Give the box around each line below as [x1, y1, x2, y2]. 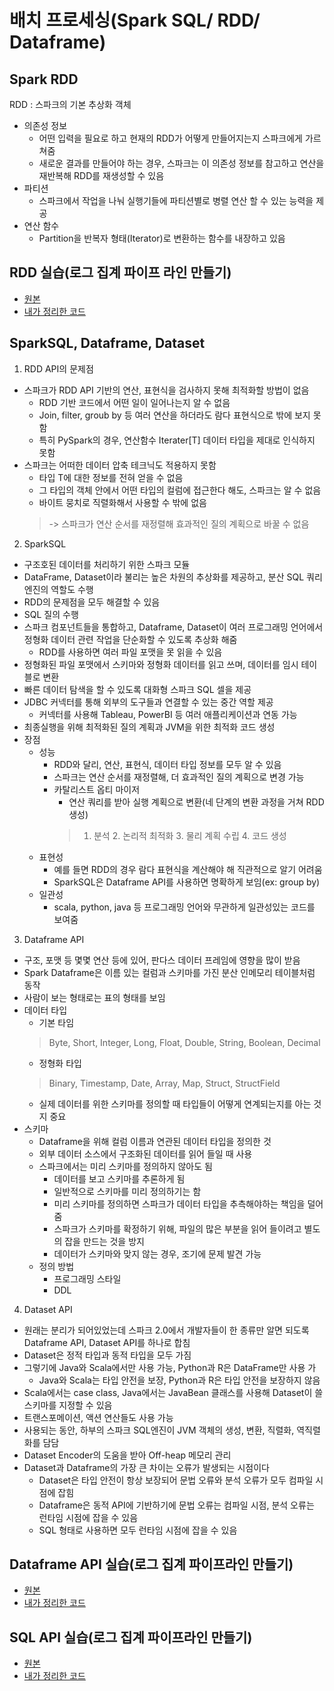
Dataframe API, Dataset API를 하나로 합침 [23, 1336, 191, 1348]
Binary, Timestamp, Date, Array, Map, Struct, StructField [48, 1077, 281, 1089]
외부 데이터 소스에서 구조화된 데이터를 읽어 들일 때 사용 [38, 1147, 253, 1160]
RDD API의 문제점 [23, 362, 94, 375]
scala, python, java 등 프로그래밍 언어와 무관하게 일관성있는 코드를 [53, 901, 316, 913]
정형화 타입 [38, 1057, 82, 1069]
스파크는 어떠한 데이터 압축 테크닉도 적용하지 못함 [23, 459, 217, 471]
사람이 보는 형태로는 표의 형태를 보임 [23, 991, 166, 1003]
